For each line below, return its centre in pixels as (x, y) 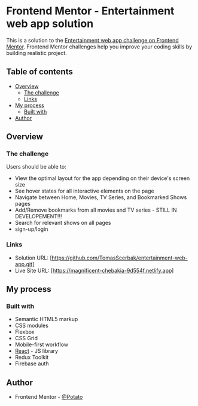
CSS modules (32, 326)
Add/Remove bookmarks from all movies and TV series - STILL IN (96, 210)
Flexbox (25, 332)
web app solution (50, 24)
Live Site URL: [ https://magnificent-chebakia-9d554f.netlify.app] (94, 270)
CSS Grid (26, 338)
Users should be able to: (36, 167)
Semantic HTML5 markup (46, 319)
